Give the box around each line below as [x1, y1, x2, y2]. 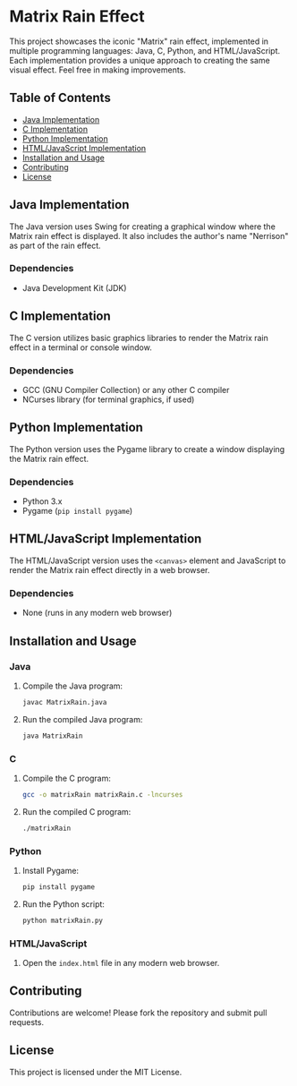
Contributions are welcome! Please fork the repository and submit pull [9, 1007, 267, 1018]
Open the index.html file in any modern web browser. [21, 958, 220, 969]
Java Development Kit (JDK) [21, 282, 127, 293]
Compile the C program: [21, 773, 112, 783]
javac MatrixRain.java [21, 697, 107, 706]
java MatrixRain [21, 731, 83, 740]
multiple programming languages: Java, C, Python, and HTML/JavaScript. [9, 45, 281, 56]
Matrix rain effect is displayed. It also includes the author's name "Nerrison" [9, 230, 289, 241]
